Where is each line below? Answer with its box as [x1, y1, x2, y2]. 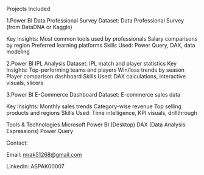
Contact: [6, 139, 29, 146]
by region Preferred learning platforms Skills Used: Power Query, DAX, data [6, 42, 195, 49]
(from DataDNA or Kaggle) [6, 24, 73, 30]
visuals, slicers [6, 79, 44, 86]
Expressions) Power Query [6, 128, 74, 134]
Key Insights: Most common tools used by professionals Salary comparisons [6, 35, 198, 42]
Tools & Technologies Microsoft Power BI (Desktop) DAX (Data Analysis [6, 121, 186, 128]
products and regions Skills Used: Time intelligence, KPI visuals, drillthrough [6, 109, 197, 116]
